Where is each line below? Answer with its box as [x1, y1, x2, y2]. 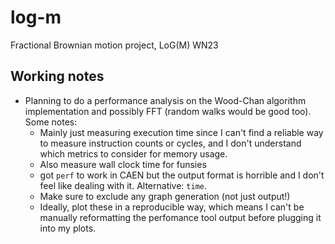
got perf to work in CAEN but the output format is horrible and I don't [39, 169, 325, 181]
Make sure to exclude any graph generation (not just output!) [39, 190, 291, 202]
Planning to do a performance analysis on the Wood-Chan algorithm [24, 94, 307, 106]
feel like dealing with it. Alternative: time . [39, 179, 208, 191]
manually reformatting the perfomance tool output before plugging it [39, 211, 322, 223]
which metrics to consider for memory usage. [39, 147, 228, 160]
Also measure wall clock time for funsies [39, 158, 207, 170]
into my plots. [39, 222, 97, 234]
